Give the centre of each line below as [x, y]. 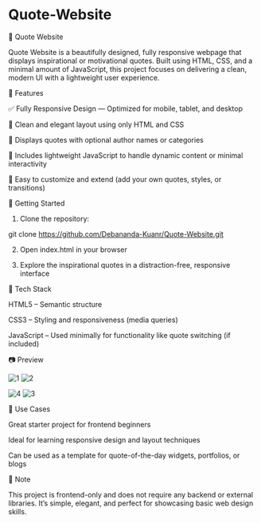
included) [24, 344]
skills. [18, 511]
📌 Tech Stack [30, 289]
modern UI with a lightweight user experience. [84, 77]
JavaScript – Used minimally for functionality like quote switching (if [119, 335]
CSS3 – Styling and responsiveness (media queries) [93, 320]
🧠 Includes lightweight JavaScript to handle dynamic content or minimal [126, 155]
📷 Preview [26, 360]
